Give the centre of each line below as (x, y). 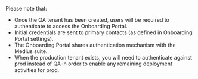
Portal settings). (34, 39)
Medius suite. (31, 51)
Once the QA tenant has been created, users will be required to (92, 20)
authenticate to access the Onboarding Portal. (71, 26)
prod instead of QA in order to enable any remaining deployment (93, 64)
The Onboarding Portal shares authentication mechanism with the (95, 45)
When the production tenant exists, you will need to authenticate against (103, 57)
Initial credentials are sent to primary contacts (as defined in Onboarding (103, 32)
